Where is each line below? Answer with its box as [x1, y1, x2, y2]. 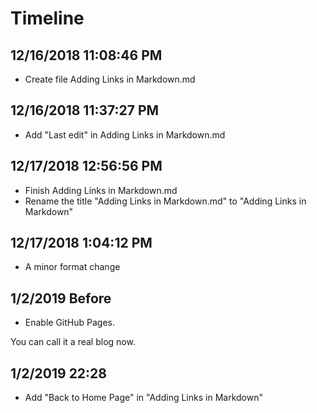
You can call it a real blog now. [10, 336, 136, 348]
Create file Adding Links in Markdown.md [24, 73, 196, 85]
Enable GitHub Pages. [24, 317, 115, 329]
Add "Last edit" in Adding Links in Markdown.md [24, 128, 226, 141]
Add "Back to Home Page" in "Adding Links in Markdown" [24, 392, 263, 404]
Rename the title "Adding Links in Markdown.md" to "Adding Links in [24, 195, 307, 207]
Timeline [10, 7, 85, 30]
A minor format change [24, 261, 121, 273]
